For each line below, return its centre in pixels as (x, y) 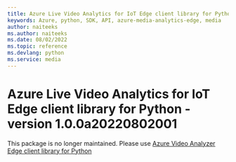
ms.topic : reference (38, 46)
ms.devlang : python (36, 53)
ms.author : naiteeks (38, 33)
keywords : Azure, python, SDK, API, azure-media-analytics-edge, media (114, 20)
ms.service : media (34, 60)
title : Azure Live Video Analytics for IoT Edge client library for (110, 14)
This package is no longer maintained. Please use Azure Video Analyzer (111, 143)
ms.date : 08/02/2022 (38, 40)
